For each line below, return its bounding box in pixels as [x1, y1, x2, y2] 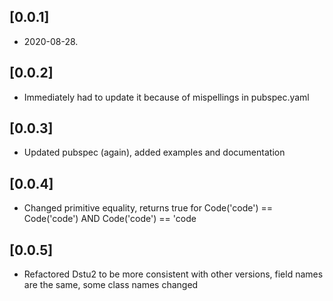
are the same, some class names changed [23, 279, 199, 291]
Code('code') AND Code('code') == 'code [23, 213, 197, 225]
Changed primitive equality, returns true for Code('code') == [23, 202, 274, 214]
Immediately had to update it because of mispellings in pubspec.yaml [23, 91, 310, 103]
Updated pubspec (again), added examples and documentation [23, 146, 286, 159]
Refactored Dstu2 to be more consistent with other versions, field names [23, 268, 324, 280]
